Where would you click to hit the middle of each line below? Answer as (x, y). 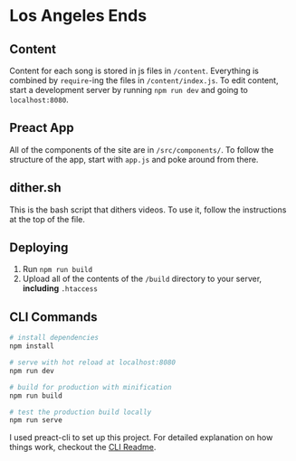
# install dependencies (54, 338)
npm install (32, 346)
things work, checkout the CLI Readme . (83, 447)
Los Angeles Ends (78, 16)
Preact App (42, 128)
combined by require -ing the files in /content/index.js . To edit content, (144, 80)
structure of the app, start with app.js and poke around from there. (134, 159)
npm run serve (36, 420)
